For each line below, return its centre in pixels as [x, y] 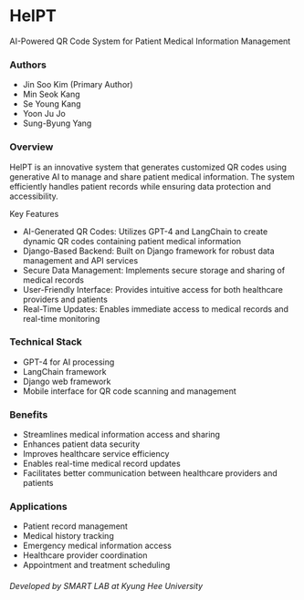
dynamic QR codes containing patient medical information [132, 241]
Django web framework [67, 381]
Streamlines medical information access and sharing [121, 435]
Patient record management [75, 526]
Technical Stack [46, 342]
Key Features [34, 213]
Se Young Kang [52, 104]
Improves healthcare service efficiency [96, 454]
